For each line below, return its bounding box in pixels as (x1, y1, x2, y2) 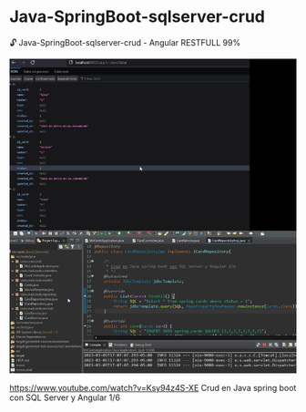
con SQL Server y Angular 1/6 (9, 392, 121, 403)
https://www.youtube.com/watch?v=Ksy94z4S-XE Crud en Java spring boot (9, 382, 297, 393)
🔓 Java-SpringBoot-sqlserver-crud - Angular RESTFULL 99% (9, 36, 241, 47)
